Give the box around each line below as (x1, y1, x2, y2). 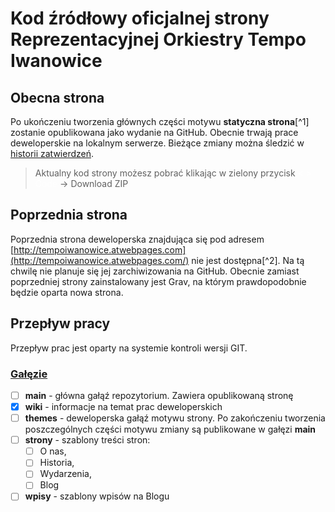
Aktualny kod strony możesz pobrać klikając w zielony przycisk (34, 167, 296, 179)
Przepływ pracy (10, 315, 111, 332)
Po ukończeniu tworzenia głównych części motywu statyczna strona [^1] (10, 116, 310, 127)
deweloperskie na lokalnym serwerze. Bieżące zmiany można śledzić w (10, 137, 305, 149)
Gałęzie (10, 367, 48, 381)
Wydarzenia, (39, 468, 92, 480)
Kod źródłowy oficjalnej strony (10, 7, 270, 30)
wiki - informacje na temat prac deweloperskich (24, 400, 223, 412)
